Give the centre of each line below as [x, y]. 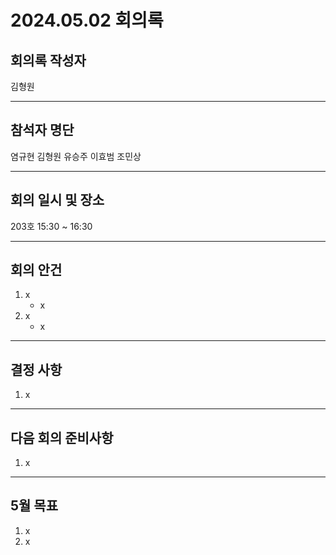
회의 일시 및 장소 [57, 200]
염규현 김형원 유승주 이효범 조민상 [76, 156]
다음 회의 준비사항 [62, 437]
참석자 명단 [42, 130]
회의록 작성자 [48, 60]
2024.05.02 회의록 [87, 20]
